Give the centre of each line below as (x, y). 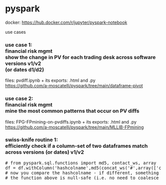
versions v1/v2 (23, 63)
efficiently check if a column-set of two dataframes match (77, 146)
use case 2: (19, 99)
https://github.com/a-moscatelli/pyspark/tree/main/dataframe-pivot (74, 86)
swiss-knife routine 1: (32, 140)
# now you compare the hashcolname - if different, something (82, 173)
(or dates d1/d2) (25, 69)
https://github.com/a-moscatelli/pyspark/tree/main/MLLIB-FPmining (75, 127)
